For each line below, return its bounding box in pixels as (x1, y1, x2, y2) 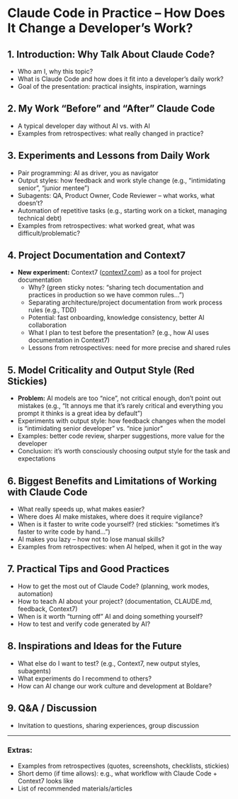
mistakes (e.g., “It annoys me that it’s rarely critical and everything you (17, 402, 223, 410)
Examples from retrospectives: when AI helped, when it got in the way (17, 543, 222, 551)
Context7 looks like (17, 776, 74, 785)
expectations (17, 454, 56, 463)
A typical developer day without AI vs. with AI (17, 121, 150, 130)
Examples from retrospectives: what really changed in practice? (17, 129, 204, 138)
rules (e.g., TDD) (28, 306, 77, 314)
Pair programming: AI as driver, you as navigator (17, 168, 159, 177)
